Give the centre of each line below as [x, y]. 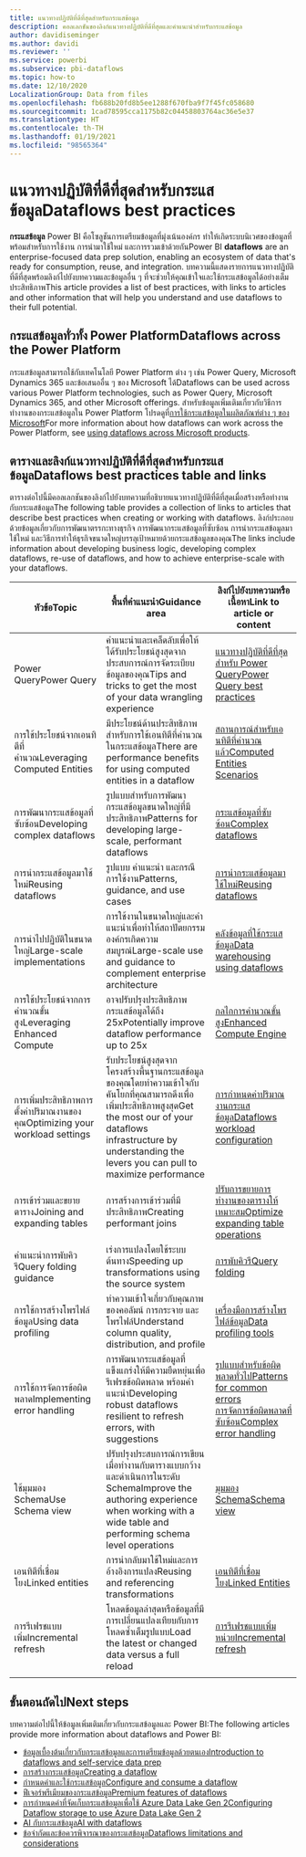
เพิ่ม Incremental [46, 1638]
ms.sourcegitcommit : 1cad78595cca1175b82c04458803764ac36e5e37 [132, 111]
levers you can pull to [152, 1163]
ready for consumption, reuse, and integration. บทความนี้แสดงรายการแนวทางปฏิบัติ [152, 267]
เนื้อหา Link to [253, 602]
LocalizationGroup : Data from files [79, 94]
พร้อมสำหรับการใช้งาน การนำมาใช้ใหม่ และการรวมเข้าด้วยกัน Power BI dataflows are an [149, 247]
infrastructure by [142, 1140]
